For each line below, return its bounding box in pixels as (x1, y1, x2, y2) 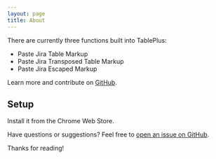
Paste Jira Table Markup (17, 50, 88, 58)
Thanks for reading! (7, 144, 65, 153)
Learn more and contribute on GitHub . (7, 78, 117, 86)
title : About (7, 17, 46, 24)
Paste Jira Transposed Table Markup (17, 57, 124, 65)
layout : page (7, 10, 46, 18)
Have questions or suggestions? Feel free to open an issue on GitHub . (7, 130, 210, 139)
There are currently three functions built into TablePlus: (7, 36, 167, 44)
